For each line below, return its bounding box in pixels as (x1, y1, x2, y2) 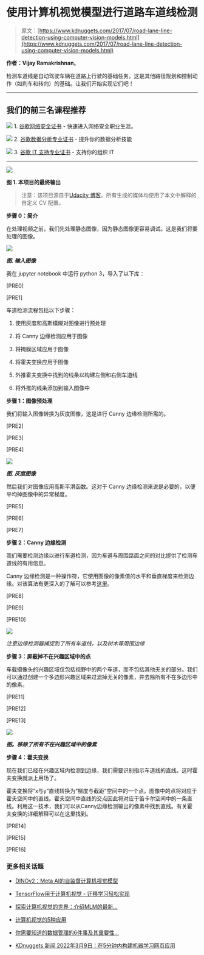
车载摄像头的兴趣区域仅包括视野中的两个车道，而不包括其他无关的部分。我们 (6, 666, 198, 673)
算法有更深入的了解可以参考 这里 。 (27, 580, 113, 587)
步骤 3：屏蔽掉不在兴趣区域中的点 (6, 653, 91, 660)
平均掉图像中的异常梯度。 (6, 490, 70, 497)
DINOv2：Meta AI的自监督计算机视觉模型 (15, 877, 118, 884)
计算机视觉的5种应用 (15, 916, 67, 923)
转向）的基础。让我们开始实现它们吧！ (38, 80, 134, 87)
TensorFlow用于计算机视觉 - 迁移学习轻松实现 (15, 890, 131, 898)
